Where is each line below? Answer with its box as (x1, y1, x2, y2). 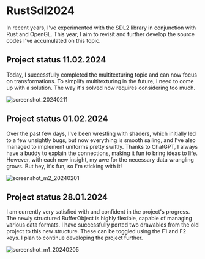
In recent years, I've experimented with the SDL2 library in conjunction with (6, 24, 196, 31)
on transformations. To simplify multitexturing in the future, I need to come (6, 77, 194, 84)
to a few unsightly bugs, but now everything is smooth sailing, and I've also (6, 136, 196, 144)
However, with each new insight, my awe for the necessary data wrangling (6, 156, 195, 163)
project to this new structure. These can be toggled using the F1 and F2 (6, 228, 187, 235)
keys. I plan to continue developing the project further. (6, 234, 143, 242)
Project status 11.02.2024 (6, 54, 106, 65)
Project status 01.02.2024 (6, 114, 108, 124)
